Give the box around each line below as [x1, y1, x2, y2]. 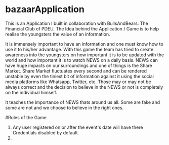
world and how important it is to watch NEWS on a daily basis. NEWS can [5, 57, 158, 63]
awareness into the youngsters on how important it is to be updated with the [5, 52, 164, 58]
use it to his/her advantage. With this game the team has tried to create [5, 46, 154, 52]
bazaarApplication [5, 4, 85, 15]
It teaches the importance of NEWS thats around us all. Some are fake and [5, 99, 160, 105]
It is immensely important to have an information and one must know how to [5, 41, 163, 47]
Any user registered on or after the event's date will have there [12, 124, 143, 130]
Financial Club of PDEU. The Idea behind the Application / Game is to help [5, 25, 159, 31]
